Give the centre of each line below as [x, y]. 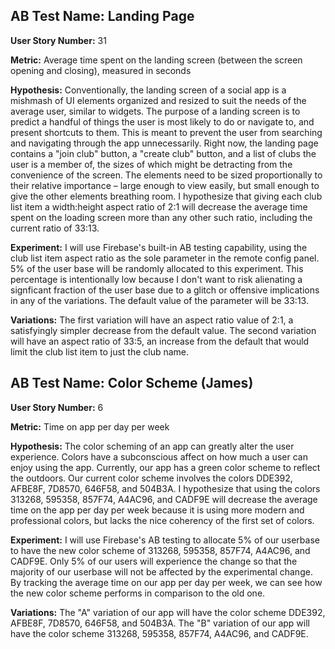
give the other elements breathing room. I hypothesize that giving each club [166, 196]
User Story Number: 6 [57, 407]
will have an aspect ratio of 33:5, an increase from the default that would [160, 341]
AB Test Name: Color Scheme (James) [132, 383]
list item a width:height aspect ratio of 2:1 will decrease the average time [159, 206]
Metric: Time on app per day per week [90, 426]
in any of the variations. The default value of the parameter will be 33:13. [159, 300]
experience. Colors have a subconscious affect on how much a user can [159, 456]
